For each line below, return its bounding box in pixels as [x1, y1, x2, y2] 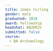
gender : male [5, 12, 31, 17]
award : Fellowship [5, 20, 42, 26]
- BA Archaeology [9, 39, 44, 44]
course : [5, 34, 21, 39]
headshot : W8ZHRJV [5, 25, 42, 30]
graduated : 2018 [5, 16, 38, 21]
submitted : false [5, 30, 40, 34]
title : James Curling [5, 7, 49, 12]
